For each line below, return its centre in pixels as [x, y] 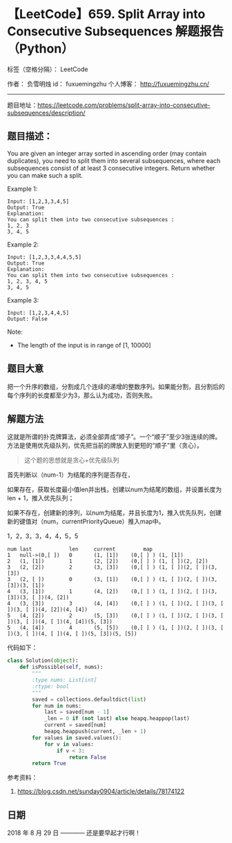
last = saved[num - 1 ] [77, 712]
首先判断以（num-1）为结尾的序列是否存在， [70, 475]
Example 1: [22, 189]
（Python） [40, 49]
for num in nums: [57, 705]
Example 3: [23, 300]
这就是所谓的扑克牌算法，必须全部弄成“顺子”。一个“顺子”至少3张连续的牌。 [114, 437]
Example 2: [23, 244]
